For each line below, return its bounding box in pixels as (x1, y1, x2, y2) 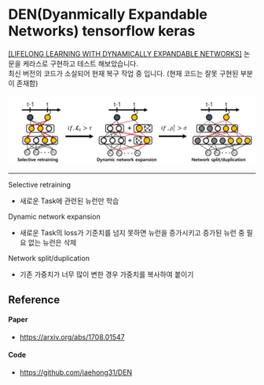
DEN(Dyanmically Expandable (8, 5, 208, 24)
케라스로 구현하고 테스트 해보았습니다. (22, 59, 139, 68)
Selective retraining (8, 180, 71, 190)
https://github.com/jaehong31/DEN (19, 367, 133, 377)
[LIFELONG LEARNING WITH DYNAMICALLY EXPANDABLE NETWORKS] (8, 49, 242, 58)
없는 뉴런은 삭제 (27, 238, 77, 248)
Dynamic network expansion (8, 212, 101, 221)
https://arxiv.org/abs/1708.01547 (19, 332, 125, 342)
